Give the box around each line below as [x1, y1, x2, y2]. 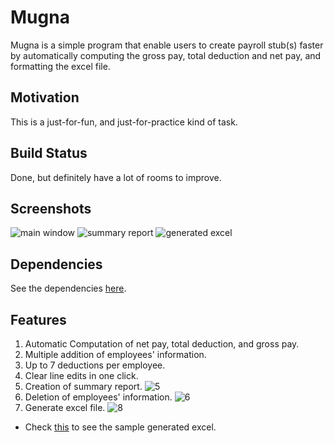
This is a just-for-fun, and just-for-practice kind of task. [10, 116, 238, 128]
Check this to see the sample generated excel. [24, 421, 217, 433]
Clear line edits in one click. [24, 370, 139, 381]
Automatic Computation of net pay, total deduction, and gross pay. [24, 338, 300, 350]
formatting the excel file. [10, 60, 111, 72]
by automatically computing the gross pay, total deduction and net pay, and [10, 49, 322, 61]
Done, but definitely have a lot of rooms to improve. [10, 171, 222, 183]
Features [10, 311, 67, 328]
